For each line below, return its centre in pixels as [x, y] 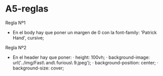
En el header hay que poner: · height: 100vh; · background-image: [81, 57]
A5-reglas [27, 9]
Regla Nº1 [15, 23]
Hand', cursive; [28, 38]
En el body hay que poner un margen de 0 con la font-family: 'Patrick [85, 32]
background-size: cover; [38, 68]
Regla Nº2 [16, 47]
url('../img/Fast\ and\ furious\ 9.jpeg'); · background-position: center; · [85, 62]
